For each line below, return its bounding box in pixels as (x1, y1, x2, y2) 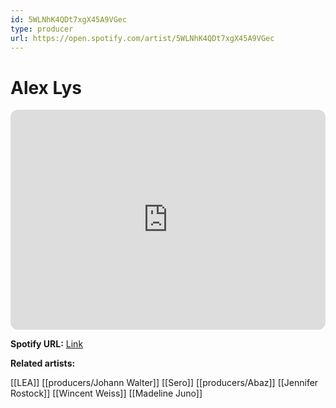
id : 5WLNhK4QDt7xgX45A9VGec (10, 14, 128, 25)
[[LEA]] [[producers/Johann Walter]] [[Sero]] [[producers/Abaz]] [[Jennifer (10, 377, 319, 389)
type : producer (10, 24, 74, 34)
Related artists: (10, 357, 76, 370)
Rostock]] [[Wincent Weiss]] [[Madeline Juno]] (10, 387, 203, 400)
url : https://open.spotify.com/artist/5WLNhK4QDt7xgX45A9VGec (10, 33, 275, 43)
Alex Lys (10, 76, 82, 99)
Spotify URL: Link (10, 338, 84, 350)
